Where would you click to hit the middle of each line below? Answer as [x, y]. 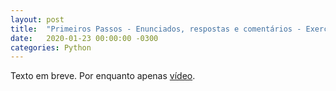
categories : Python [51, 47]
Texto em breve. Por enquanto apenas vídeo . [103, 76]
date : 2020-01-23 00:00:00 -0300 [84, 38]
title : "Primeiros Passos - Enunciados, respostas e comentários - [156, 29]
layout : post [37, 19]
